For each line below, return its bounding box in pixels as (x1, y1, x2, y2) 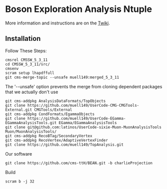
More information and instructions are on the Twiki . (5, 20, 110, 26)
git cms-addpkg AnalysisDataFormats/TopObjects (5, 98, 106, 103)
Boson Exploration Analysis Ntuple (5, 3, 152, 15)
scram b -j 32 (5, 179, 35, 184)
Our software (5, 151, 32, 157)
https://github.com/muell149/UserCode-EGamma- (27, 116, 126, 121)
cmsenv (5, 66, 19, 71)
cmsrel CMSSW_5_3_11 (5, 57, 48, 62)
